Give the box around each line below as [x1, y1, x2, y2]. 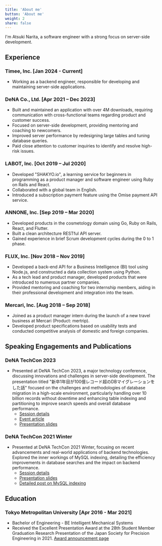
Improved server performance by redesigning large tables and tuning [12, 133, 150, 139]
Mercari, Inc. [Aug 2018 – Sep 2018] [5, 302, 90, 308]
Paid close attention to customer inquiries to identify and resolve [12, 143, 141, 149]
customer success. [12, 117, 50, 123]
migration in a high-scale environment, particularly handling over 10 [12, 390, 147, 396]
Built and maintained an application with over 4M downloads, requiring [12, 107, 153, 113]
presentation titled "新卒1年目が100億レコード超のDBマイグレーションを [12, 379, 155, 385]
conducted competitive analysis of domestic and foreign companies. [12, 328, 149, 334]
